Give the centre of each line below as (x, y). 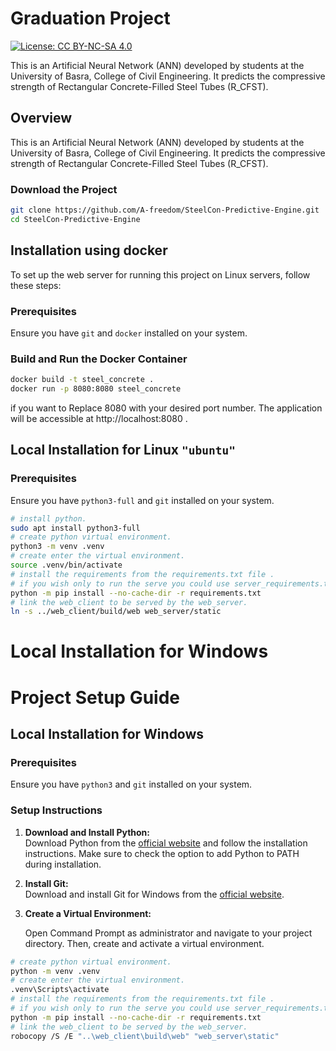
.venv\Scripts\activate (60, 990)
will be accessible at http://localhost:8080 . (99, 418)
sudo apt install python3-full (75, 528)
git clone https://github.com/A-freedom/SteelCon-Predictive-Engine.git (165, 210)
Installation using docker (89, 250)
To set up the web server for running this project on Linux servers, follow (160, 274)
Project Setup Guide (95, 697)
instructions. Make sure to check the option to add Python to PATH (162, 853)
